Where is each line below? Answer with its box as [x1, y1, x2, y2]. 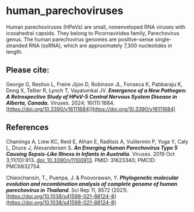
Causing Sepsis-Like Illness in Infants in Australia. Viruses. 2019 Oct [6, 150, 175, 157]
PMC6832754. [6, 162, 41, 170]
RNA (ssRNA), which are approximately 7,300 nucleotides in [29, 42, 172, 49]
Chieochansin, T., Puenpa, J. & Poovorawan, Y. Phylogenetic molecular [6, 174, 179, 181]
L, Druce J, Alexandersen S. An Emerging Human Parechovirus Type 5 [6, 144, 178, 151]
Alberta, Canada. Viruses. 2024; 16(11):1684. [6, 99, 115, 106]
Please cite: [6, 65, 50, 75]
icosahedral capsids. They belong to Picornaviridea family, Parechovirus [6, 29, 179, 36]
